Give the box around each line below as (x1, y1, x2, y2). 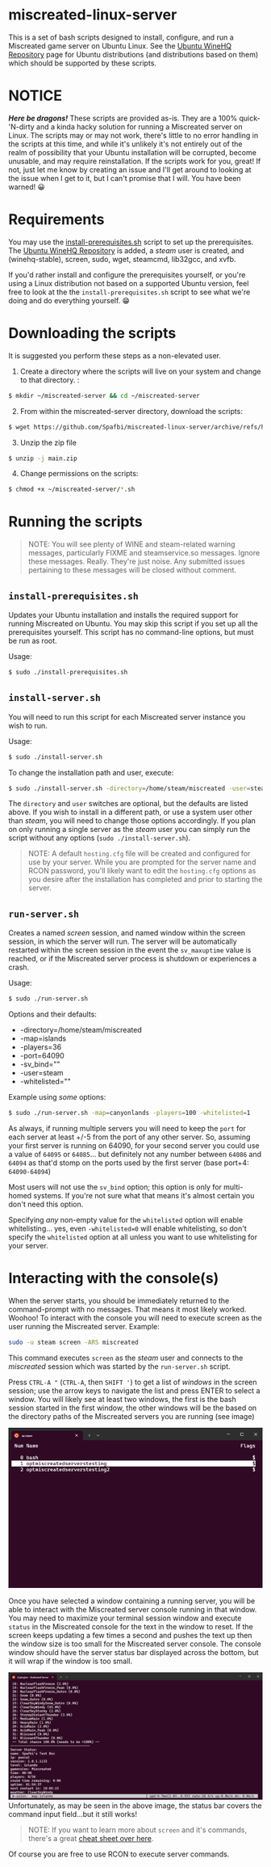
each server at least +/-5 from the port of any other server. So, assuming (8, 1132, 251, 1142)
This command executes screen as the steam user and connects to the (8, 1353, 244, 1362)
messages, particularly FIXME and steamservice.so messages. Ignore (27, 548, 261, 558)
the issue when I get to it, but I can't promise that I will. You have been (8, 173, 241, 183)
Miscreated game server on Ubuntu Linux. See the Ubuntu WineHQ (8, 40, 232, 50)
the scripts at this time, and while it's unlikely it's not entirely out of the (8, 139, 243, 149)
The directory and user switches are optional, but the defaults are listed (8, 799, 248, 809)
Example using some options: (8, 1092, 106, 1102)
